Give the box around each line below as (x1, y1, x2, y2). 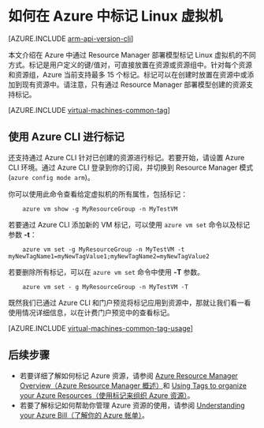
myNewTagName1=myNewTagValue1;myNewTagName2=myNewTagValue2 (8, 252, 210, 261)
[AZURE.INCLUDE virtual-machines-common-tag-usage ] (8, 323, 193, 332)
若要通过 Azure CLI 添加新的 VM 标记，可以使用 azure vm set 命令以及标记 (8, 220, 251, 229)
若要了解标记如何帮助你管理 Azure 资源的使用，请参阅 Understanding (19, 400, 246, 410)
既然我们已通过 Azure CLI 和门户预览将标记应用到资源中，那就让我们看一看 (8, 298, 251, 307)
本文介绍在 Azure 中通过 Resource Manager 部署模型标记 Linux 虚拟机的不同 (8, 50, 256, 59)
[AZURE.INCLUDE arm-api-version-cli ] (8, 33, 134, 43)
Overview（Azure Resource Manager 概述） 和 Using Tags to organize (19, 381, 247, 390)
